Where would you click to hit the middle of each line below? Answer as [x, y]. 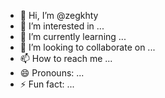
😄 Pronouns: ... [52, 73]
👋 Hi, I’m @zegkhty [59, 15]
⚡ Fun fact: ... [47, 84]
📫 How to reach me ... [66, 58]
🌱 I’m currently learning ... [73, 36]
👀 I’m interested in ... [62, 26]
